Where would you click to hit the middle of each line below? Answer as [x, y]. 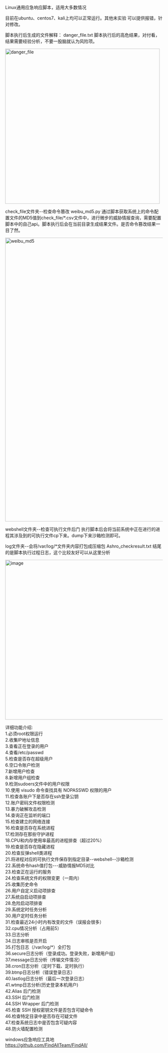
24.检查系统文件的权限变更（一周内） [43, 878]
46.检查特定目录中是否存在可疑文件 [41, 1016]
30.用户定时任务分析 [26, 916]
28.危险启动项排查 [24, 903]
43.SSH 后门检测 [22, 997]
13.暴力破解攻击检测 [26, 809]
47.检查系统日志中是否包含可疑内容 [41, 1022]
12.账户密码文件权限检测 [30, 803]
